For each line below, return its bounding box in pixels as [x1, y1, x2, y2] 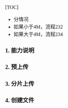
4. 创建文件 [5, 97, 35, 104]
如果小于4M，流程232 [13, 24, 63, 30]
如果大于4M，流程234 [13, 31, 63, 37]
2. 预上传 [5, 64, 29, 71]
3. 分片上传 [5, 80, 35, 87]
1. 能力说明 [5, 47, 35, 54]
